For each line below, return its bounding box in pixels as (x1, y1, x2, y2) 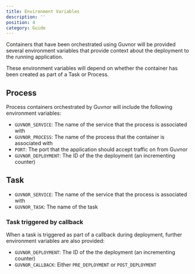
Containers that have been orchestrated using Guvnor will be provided (6, 41, 176, 48)
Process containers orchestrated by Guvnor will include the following (6, 104, 173, 111)
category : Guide (6, 25, 46, 31)
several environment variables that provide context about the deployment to (6, 47, 189, 54)
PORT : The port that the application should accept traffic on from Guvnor (14, 146, 188, 153)
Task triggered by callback (6, 218, 84, 226)
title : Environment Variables (6, 8, 80, 15)
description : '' (6, 14, 46, 20)
